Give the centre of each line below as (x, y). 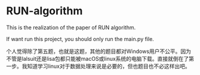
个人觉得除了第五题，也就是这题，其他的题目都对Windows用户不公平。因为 (99, 51)
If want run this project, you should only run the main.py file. (80, 39)
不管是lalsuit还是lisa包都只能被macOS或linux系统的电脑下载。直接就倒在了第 (100, 58)
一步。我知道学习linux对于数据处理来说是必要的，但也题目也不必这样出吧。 (98, 66)
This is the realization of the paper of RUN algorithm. (71, 27)
